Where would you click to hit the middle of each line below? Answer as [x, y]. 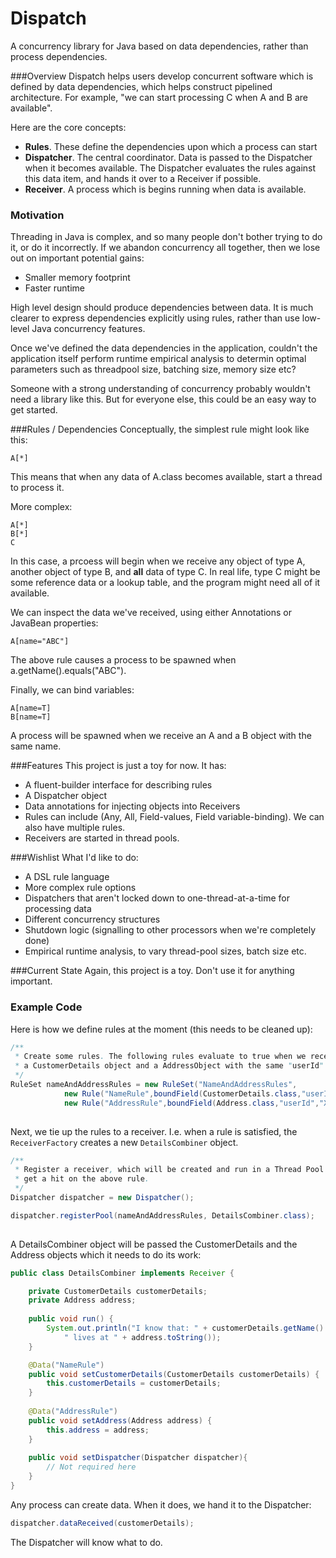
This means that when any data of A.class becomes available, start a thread [166, 477]
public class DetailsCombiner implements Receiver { [122, 1273]
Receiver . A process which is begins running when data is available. [165, 189]
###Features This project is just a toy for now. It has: [118, 766]
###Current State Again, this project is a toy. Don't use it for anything [152, 971]
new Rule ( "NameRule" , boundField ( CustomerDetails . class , [182, 1093]
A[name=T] [31, 708]
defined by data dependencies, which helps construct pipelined [141, 86]
